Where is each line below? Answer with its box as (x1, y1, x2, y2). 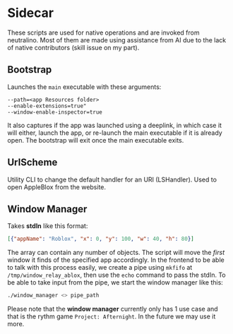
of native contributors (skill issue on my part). (7, 43, 140, 52)
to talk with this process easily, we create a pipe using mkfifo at (7, 263, 193, 272)
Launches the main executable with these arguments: (7, 83, 162, 91)
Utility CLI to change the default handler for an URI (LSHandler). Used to (7, 175, 217, 184)
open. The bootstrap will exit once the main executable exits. (7, 136, 184, 144)
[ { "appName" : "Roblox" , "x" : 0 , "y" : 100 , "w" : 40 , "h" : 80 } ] (7, 235, 194, 243)
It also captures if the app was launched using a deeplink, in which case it (7, 121, 222, 129)
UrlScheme (7, 157, 58, 169)
